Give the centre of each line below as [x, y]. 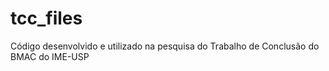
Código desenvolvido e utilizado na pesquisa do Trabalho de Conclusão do [165, 46]
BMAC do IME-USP [50, 56]
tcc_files [46, 18]
